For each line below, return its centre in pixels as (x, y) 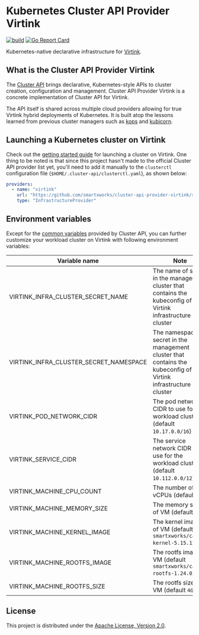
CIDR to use (169, 409)
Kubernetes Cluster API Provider (88, 11)
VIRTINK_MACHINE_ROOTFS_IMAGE (60, 563)
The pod (165, 401)
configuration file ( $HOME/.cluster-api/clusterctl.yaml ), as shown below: (97, 173)
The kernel (168, 522)
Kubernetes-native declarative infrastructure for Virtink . (74, 51)
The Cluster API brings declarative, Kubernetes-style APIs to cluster (89, 84)
